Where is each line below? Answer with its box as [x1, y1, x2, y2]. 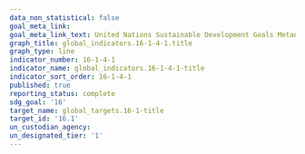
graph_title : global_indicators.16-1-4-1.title [9, 38, 193, 48]
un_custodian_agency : [9, 123, 92, 132]
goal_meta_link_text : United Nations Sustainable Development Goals [9, 30, 274, 39]
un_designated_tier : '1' [9, 131, 103, 140]
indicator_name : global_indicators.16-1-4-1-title [9, 64, 205, 73]
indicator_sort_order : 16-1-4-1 [9, 72, 132, 82]
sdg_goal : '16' [9, 97, 67, 107]
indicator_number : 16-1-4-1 [9, 55, 116, 64]
